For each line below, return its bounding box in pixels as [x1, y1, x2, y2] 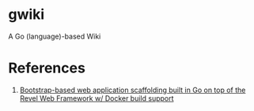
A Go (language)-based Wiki [8, 31, 101, 41]
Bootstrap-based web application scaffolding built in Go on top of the [19, 85, 246, 94]
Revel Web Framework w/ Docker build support [19, 93, 174, 103]
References [8, 59, 85, 77]
